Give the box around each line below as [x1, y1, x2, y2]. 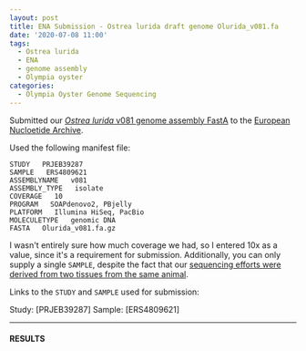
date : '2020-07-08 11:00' [9, 30, 107, 39]
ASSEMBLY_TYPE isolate [9, 183, 104, 192]
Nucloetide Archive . [9, 124, 84, 135]
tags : [9, 38, 30, 48]
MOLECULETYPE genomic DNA [9, 215, 117, 224]
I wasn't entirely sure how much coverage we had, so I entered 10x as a [9, 239, 278, 251]
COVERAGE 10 [9, 191, 64, 201]
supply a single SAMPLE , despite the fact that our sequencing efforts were [9, 259, 281, 270]
